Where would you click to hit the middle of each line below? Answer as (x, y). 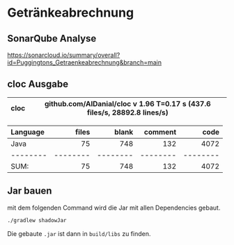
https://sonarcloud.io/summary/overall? (64, 55)
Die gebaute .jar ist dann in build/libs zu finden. (79, 233)
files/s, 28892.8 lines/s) (127, 112)
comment (160, 132)
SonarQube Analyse (52, 39)
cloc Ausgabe (38, 84)
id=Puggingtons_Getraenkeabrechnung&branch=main (85, 62)
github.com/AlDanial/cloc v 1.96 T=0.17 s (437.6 (127, 103)
